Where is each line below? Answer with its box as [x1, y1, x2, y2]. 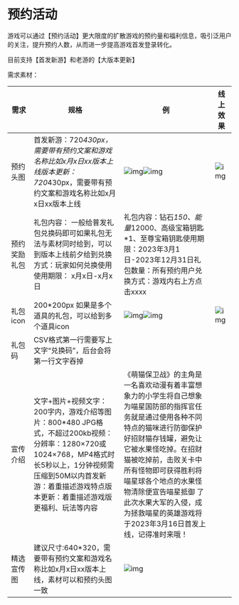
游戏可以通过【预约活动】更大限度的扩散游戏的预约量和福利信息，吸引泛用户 [7, 31, 232, 40]
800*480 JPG [47, 417, 97, 427]
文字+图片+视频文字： [33, 396, 107, 406]
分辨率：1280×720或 [33, 439, 107, 449]
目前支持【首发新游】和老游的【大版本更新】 [7, 55, 139, 64]
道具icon [40, 321, 70, 331]
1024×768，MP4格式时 [33, 449, 115, 459]
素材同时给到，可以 [47, 239, 112, 249]
